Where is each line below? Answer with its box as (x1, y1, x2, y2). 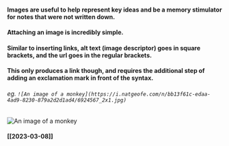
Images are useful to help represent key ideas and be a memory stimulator (7, 5, 222, 14)
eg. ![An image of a (7, 89, 64, 98)
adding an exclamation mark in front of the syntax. (7, 74, 154, 82)
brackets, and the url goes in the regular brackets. (7, 51, 152, 59)
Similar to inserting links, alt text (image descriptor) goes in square (7, 44, 200, 52)
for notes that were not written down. (7, 12, 116, 20)
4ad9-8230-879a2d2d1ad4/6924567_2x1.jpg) (7, 96, 127, 104)
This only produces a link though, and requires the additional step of (7, 67, 205, 75)
